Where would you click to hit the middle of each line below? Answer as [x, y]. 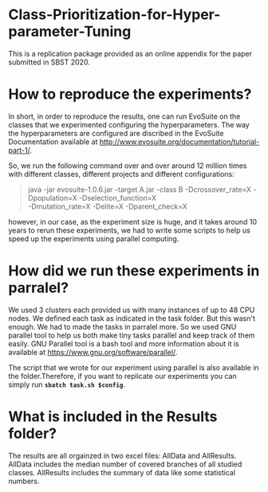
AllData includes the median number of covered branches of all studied [125, 464]
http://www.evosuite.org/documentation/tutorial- [179, 142]
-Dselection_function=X [118, 197]
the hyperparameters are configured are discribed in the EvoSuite [116, 133]
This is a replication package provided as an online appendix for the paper [130, 53]
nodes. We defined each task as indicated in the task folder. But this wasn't [132, 318]
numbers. [24, 481]
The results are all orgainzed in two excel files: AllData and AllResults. [122, 455]
